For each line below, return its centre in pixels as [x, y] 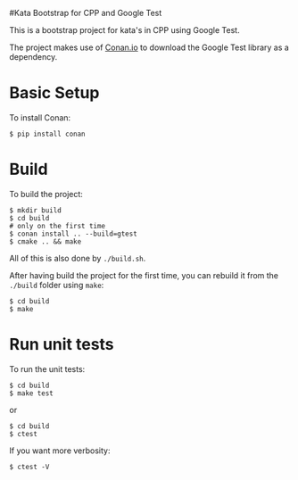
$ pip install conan [48, 134]
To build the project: [46, 194]
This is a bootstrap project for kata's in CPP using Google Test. [124, 30]
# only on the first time [57, 226]
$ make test [31, 393]
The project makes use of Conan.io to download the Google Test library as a [149, 47]
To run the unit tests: [47, 368]
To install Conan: [40, 117]
